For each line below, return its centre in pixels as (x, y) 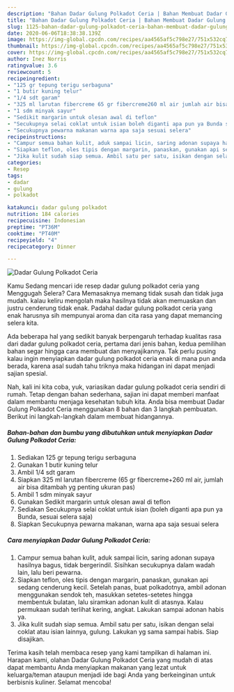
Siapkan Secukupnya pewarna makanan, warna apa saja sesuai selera (118, 524)
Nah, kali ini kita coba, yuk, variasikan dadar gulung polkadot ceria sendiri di (117, 387)
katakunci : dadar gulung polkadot (57, 208)
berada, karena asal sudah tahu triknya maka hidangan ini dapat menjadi (111, 366)
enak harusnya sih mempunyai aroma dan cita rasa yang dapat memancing (115, 316)
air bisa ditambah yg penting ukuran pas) (76, 487)
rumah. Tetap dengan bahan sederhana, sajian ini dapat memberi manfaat (113, 394)
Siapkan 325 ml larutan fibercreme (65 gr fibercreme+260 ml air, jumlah (120, 480)
